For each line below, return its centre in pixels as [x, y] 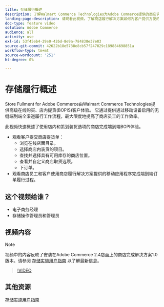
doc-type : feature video [30, 23]
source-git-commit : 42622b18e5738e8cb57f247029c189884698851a [70, 46]
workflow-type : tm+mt [27, 50]
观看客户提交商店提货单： [38, 137]
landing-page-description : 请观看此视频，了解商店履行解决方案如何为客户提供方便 [81, 19]
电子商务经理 [25, 209]
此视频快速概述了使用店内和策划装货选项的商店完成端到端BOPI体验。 [74, 127]
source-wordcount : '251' [30, 55]
